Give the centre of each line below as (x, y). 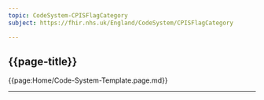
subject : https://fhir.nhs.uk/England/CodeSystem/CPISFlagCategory (121, 23)
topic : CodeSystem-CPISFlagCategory (68, 15)
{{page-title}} (43, 61)
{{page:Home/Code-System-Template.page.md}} (88, 80)
